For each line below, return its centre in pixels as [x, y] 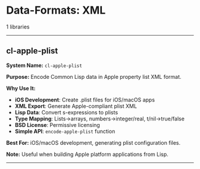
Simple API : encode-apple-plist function [65, 131]
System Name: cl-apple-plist [44, 65]
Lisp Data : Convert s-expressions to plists [66, 112]
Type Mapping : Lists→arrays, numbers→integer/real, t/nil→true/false [99, 119]
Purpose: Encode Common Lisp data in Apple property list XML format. [94, 76]
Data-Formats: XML [56, 10]
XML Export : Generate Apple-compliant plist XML [76, 106]
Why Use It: [21, 88]
